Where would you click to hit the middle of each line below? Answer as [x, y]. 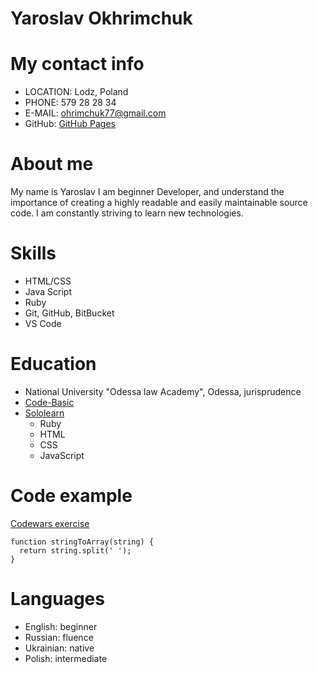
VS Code [43, 323]
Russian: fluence [59, 637]
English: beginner [61, 626]
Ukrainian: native [59, 648]
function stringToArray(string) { [82, 542]
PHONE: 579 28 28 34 [70, 103]
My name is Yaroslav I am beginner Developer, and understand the [147, 192]
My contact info [77, 64]
